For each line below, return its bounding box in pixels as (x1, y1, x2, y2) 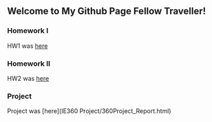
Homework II (7, 58, 50, 68)
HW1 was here (7, 41, 48, 50)
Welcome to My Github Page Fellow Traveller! (7, 5, 206, 17)
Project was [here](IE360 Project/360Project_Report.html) (7, 107, 171, 115)
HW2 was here (7, 74, 50, 82)
